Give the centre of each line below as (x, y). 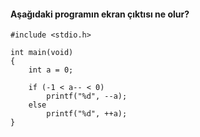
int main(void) (42, 53)
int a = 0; (51, 70)
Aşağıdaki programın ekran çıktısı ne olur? (100, 14)
